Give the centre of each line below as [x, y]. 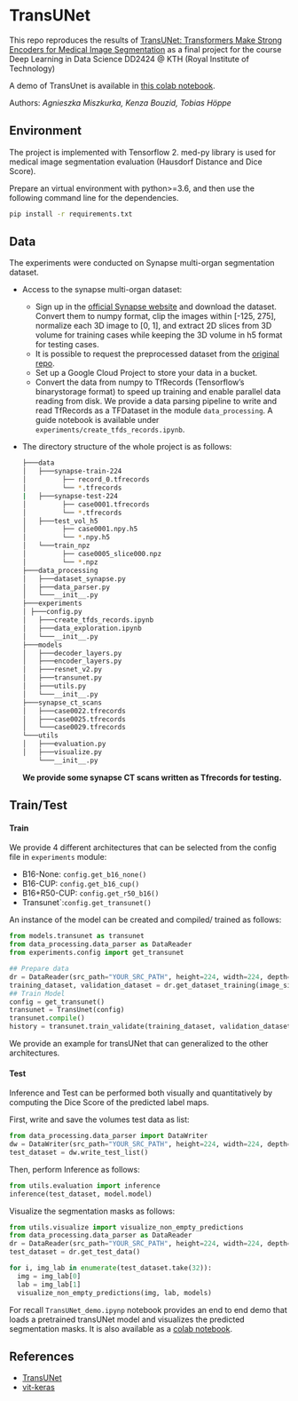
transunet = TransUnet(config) [67, 1010]
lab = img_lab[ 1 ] [49, 1285]
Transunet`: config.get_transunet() [87, 903]
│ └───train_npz [56, 546]
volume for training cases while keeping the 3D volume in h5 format [159, 335]
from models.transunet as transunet [77, 936]
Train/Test [39, 805]
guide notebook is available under [97, 420]
